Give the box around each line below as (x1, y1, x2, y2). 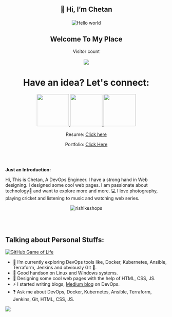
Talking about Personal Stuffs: (5, 235, 104, 244)
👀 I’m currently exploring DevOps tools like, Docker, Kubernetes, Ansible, (12, 259, 167, 265)
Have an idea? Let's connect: (23, 77, 150, 89)
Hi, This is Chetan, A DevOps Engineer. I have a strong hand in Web (5, 176, 148, 183)
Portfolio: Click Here (65, 142, 108, 148)
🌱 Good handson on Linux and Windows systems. (12, 270, 118, 276)
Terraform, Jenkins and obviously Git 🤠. (12, 264, 97, 270)
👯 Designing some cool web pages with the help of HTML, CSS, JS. (12, 275, 156, 281)
